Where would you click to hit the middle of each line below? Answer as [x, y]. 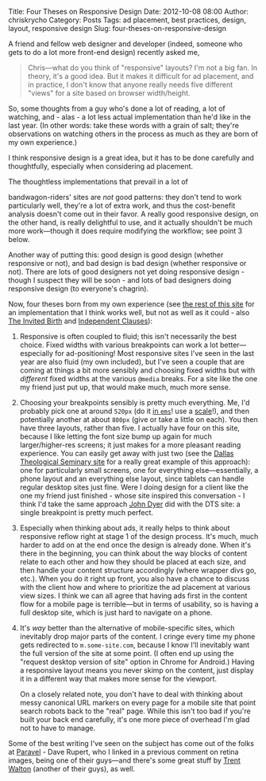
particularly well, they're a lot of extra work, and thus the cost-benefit [122, 205]
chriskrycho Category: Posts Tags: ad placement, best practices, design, [127, 20]
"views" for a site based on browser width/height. [109, 93]
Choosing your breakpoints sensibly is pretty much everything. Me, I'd [135, 402]
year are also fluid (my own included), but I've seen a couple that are [132, 362]
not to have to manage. [58, 728]
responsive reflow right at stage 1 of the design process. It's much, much [139, 536]
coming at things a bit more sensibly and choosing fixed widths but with [137, 370]
